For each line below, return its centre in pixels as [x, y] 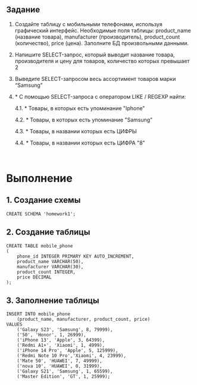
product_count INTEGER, [46, 272]
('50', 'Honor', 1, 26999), [51, 335]
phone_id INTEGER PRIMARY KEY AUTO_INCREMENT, [76, 256]
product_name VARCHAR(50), [50, 261]
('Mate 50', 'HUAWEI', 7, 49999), [60, 361]
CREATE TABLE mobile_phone [40, 246]
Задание [23, 10]
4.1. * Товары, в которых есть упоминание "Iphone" [80, 108]
